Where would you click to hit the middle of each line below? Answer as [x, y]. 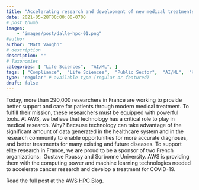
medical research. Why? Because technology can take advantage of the [94, 125]
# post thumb [22, 22]
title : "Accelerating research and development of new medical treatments [100, 12]
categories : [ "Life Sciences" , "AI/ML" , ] [62, 67]
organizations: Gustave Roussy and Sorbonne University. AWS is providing [98, 157]
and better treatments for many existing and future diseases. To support [94, 144]
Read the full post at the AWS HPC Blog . [55, 181]
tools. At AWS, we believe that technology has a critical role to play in [91, 119]
